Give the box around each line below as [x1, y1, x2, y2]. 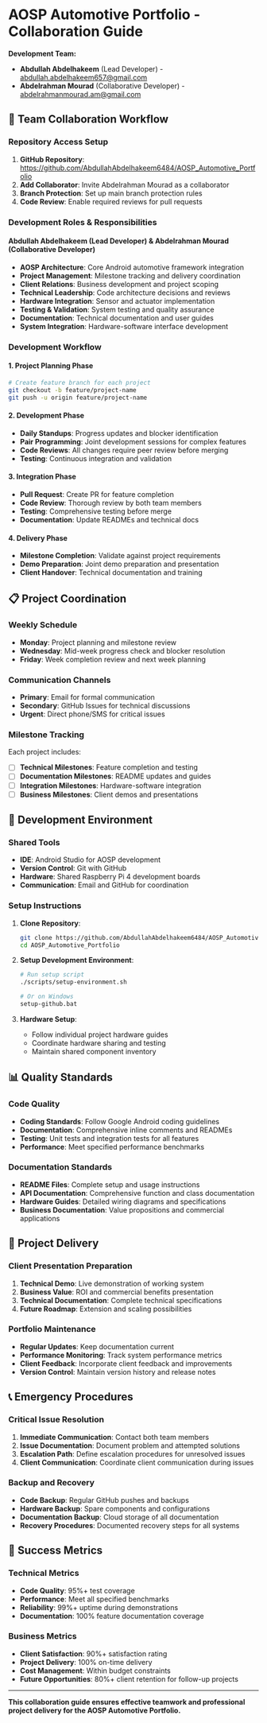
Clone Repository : [19, 918, 81, 928]
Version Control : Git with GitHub [19, 863, 127, 873]
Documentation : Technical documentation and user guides [19, 312, 215, 323]
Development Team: [8, 49, 77, 58]
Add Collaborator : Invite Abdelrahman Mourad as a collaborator [19, 180, 230, 189]
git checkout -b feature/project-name [8, 386, 137, 394]
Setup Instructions [8, 900, 82, 911]
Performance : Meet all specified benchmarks [19, 1594, 169, 1604]
